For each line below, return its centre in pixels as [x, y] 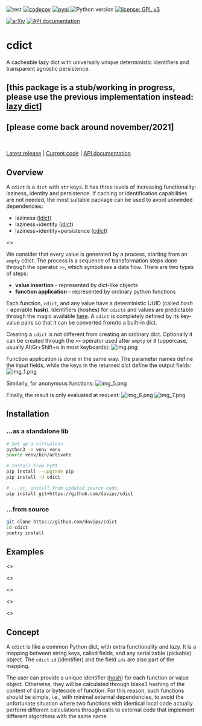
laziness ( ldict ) [33, 218]
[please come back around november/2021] [90, 127]
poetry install [25, 533]
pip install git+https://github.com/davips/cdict [70, 494]
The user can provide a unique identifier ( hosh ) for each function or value [97, 678]
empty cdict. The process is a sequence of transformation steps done [92, 261]
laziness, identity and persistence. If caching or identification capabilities [97, 193]
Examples [25, 552]
